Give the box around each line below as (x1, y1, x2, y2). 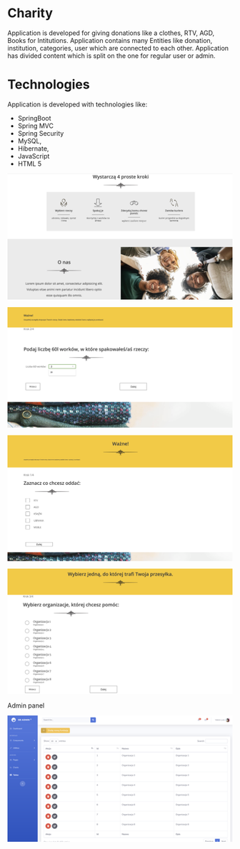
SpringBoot (17, 114, 51, 122)
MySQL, (17, 136, 42, 145)
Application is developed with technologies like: (7, 100, 148, 109)
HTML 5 (17, 159, 42, 168)
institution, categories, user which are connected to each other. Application (7, 44, 229, 52)
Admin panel (7, 701, 45, 710)
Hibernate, (17, 144, 49, 153)
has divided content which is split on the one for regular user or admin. (7, 51, 216, 60)
